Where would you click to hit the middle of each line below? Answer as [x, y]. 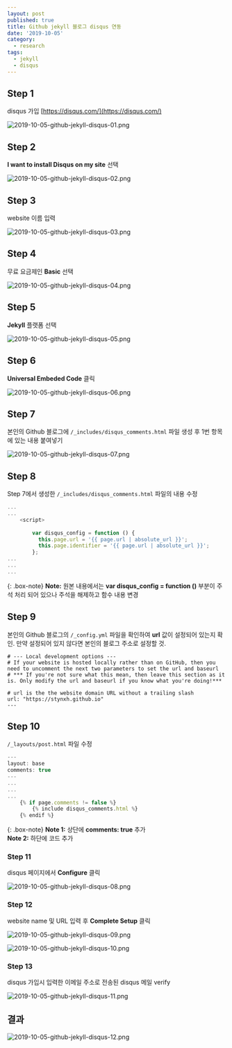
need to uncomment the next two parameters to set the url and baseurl [113, 669]
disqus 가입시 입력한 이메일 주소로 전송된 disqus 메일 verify [89, 983]
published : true [31, 20]
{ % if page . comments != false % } [68, 802]
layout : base [26, 764]
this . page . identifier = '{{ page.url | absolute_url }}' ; [124, 546]
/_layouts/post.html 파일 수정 [50, 744]
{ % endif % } [37, 816]
